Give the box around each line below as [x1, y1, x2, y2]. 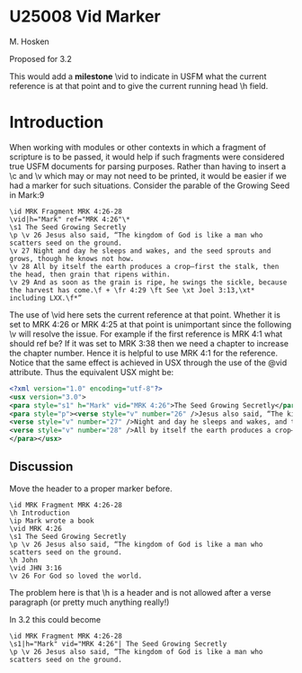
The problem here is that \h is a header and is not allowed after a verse [9, 587, 271, 597]
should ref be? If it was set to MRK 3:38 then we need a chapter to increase [9, 337, 289, 348]
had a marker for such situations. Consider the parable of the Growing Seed [9, 180, 290, 191]
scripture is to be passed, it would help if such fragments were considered [9, 151, 285, 162]
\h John [9, 555, 39, 564]
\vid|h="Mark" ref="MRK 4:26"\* [9, 214, 130, 224]
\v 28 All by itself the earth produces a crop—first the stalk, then [9, 262, 280, 271]
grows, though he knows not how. [9, 254, 135, 263]
